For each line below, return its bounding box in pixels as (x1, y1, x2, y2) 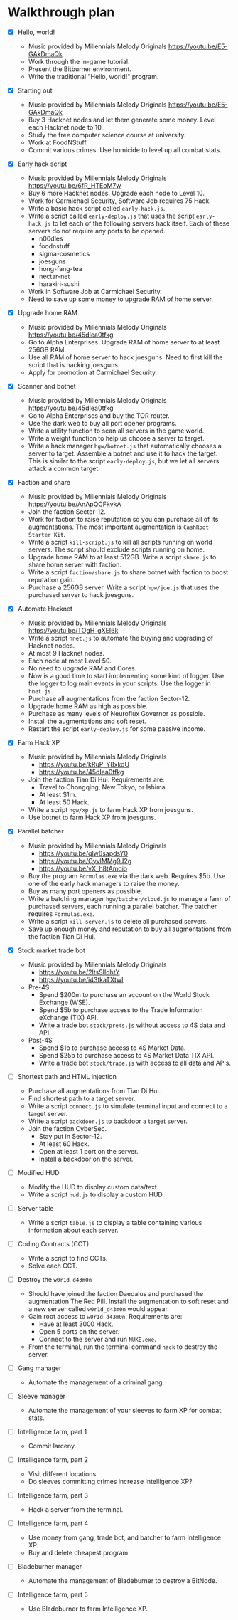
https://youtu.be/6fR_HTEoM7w (28, 182, 122, 190)
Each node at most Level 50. (28, 656, 112, 666)
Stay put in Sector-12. (38, 1132, 102, 1140)
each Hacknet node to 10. (28, 123, 104, 132)
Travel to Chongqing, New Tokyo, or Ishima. (38, 783, 168, 791)
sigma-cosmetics (38, 250, 90, 258)
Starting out (17, 86, 53, 95)
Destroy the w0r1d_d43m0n (17, 1275, 92, 1283)
